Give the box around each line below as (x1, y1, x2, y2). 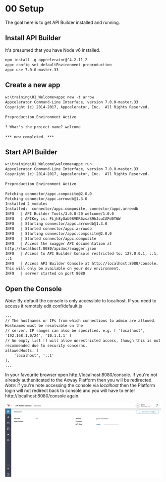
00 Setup (5, 3, 44, 14)
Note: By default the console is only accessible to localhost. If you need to (5, 298, 157, 304)
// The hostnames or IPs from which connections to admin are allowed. (5, 318, 156, 323)
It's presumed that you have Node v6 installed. (5, 47, 101, 53)
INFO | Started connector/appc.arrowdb (5, 226, 92, 231)
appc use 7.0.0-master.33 (5, 67, 58, 72)
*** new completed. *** (5, 134, 55, 139)
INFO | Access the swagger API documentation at (5, 241, 112, 246)
